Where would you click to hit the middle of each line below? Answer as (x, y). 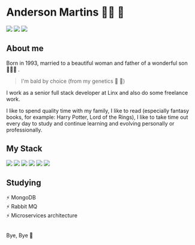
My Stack (24, 149)
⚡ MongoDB (21, 198)
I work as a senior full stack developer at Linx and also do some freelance (97, 92)
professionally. (24, 130)
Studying (24, 183)
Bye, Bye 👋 (19, 235)
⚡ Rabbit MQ (22, 207)
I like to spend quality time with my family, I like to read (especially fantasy (98, 110)
